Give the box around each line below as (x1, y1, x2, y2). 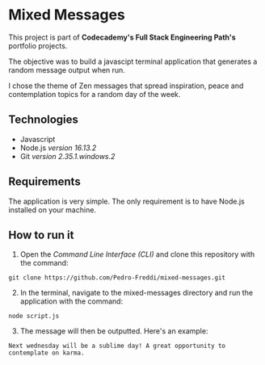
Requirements (8, 175, 81, 189)
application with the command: (19, 296, 124, 306)
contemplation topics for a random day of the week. (8, 89, 181, 99)
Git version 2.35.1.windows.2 (19, 151, 116, 161)
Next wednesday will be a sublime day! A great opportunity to (8, 342, 226, 350)
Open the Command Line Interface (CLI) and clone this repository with (19, 250, 255, 259)
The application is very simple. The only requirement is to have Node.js (8, 196, 245, 206)
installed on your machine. (8, 204, 97, 215)
